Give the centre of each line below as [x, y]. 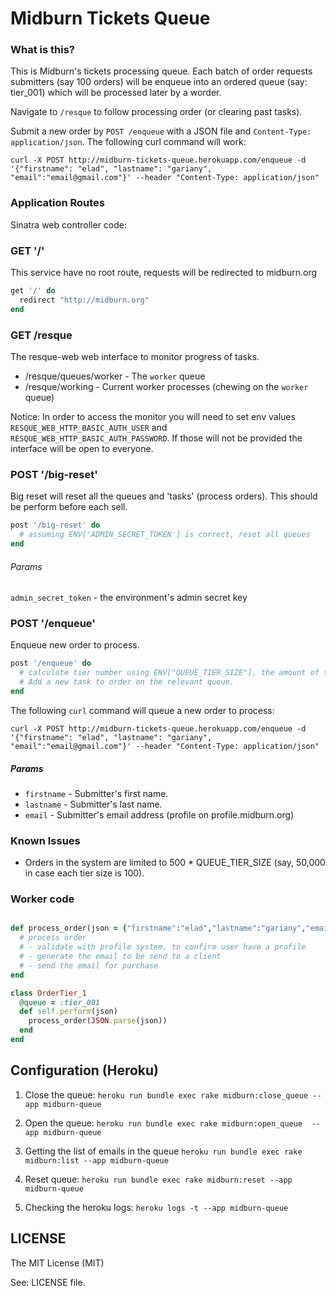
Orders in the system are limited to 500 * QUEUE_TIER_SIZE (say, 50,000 [175, 863]
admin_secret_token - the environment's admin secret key [129, 598]
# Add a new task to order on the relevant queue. [127, 682]
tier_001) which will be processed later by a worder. [116, 93]
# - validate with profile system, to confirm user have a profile [163, 947]
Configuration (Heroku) [85, 1070]
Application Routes [58, 203]
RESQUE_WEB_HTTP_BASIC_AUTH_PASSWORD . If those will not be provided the [156, 438]
